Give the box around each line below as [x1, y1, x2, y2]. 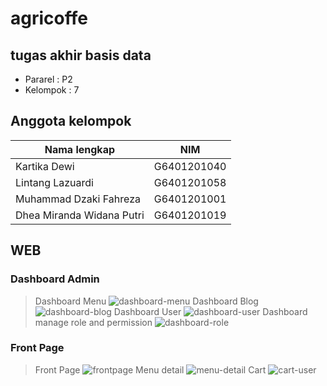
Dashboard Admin [10, 272, 100, 286]
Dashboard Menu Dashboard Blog [34, 295, 259, 307]
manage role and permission [34, 316, 153, 328]
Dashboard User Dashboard [113, 305, 308, 317]
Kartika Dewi [15, 159, 75, 173]
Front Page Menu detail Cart [34, 363, 267, 376]
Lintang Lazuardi [15, 175, 94, 189]
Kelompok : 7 [24, 84, 80, 96]
